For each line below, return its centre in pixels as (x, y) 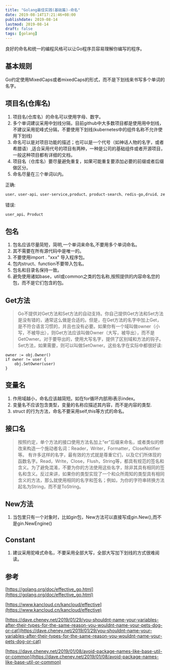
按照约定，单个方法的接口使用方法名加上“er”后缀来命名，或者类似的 (89, 442)
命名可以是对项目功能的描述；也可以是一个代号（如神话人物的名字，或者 (88, 142)
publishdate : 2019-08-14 (31, 19)
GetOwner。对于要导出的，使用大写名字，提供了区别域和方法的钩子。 (91, 339)
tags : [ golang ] (21, 34)
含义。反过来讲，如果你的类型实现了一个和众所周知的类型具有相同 (96, 474)
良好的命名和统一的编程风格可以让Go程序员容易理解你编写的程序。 (75, 49)
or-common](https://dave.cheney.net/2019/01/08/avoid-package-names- (82, 657)
